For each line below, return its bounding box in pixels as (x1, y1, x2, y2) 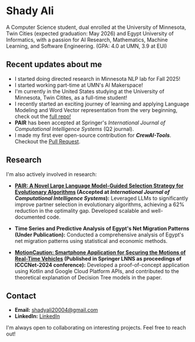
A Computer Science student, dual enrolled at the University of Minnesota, (6, 24, 186, 31)
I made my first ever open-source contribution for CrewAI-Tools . (14, 131, 172, 139)
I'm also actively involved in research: (6, 170, 97, 177)
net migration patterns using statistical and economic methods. (14, 237, 168, 244)
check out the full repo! (14, 113, 72, 120)
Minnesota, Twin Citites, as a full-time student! (14, 94, 127, 101)
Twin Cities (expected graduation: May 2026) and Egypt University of (6, 29, 174, 37)
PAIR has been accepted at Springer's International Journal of (14, 119, 166, 126)
